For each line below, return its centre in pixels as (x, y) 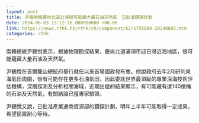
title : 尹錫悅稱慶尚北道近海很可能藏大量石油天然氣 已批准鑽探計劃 (79, 17)
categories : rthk (28, 34)
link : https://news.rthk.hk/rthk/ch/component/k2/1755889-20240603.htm (96, 28)
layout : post (22, 12)
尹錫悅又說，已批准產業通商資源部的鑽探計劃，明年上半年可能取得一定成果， (99, 106)
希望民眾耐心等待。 (30, 114)
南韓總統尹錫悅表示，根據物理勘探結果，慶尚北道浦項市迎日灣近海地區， (94, 52)
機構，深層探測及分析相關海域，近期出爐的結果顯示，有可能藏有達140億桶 (101, 86)
